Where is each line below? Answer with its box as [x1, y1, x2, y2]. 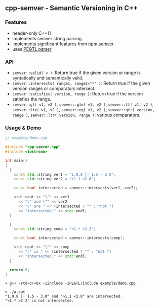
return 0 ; [9, 267, 30, 272]
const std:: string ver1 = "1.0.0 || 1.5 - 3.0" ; [14, 172, 116, 177]
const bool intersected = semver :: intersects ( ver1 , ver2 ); [14, 186, 138, 191]
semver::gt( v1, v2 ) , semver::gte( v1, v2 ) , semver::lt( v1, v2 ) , [12, 101, 154, 107]
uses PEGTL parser [12, 46, 52, 52]
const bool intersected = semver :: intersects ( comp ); [14, 235, 125, 240]
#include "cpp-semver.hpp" [5, 145, 61, 150]
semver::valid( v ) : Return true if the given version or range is [12, 70, 141, 76]
